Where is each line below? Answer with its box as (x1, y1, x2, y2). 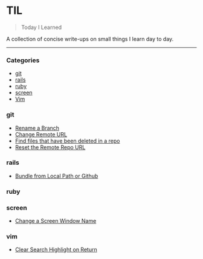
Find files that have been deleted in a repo (14, 137, 120, 144)
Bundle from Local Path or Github (14, 172, 98, 179)
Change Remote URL (14, 130, 68, 138)
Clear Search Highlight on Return (14, 246, 98, 254)
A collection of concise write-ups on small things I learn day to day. (6, 35, 174, 42)
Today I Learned (21, 24, 62, 31)
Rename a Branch (14, 124, 59, 132)
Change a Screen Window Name (14, 217, 97, 225)
